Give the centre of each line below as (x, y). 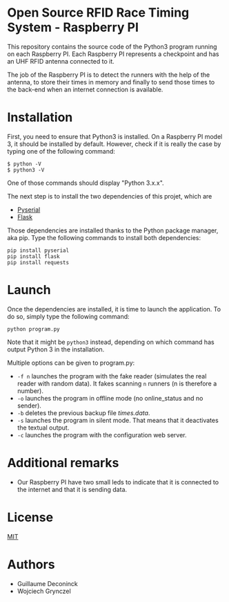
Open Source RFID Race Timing (98, 13)
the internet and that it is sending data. (72, 489)
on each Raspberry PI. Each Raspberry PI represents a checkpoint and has (113, 54)
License (30, 517)
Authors (31, 564)
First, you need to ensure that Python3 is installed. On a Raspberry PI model (115, 136)
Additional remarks (63, 463)
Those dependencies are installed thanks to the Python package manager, (113, 230)
